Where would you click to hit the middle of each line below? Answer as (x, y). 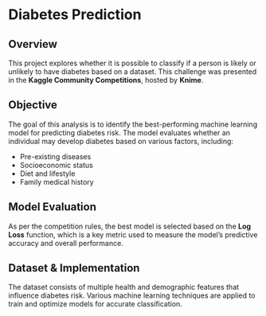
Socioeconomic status (56, 165)
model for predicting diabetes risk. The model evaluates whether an (119, 132)
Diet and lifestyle (47, 174)
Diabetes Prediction (75, 15)
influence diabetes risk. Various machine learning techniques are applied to (132, 295)
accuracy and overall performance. (66, 243)
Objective (33, 105)
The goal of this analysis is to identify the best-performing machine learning (133, 124)
